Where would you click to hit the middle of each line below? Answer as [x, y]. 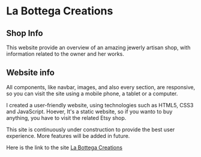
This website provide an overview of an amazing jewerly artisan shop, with [98, 47]
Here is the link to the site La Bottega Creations [64, 147]
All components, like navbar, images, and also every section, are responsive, [101, 87]
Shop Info [25, 33]
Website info [31, 73]
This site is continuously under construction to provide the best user [91, 129]
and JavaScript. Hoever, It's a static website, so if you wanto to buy [89, 111]
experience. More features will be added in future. [68, 135]
